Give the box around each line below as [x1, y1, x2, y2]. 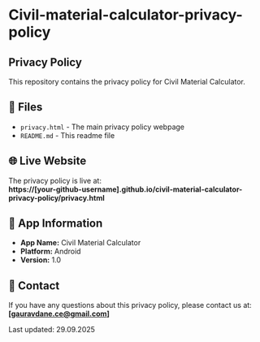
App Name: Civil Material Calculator [19, 238, 141, 248]
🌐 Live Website [8, 154, 87, 168]
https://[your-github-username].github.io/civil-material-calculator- [8, 184, 243, 194]
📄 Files [8, 100, 43, 115]
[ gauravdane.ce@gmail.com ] [8, 309, 110, 318]
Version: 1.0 [19, 255, 62, 265]
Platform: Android [19, 246, 81, 257]
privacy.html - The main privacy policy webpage [19, 122, 185, 132]
